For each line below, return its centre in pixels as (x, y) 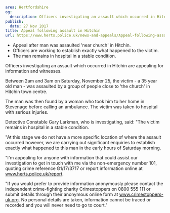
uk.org (12, 200)
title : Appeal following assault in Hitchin (53, 31)
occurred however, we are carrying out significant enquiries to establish (80, 143)
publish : (14, 21)
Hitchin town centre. (26, 92)
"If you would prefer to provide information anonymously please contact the (84, 184)
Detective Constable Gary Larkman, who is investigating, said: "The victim (82, 122)
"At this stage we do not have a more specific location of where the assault (83, 137)
